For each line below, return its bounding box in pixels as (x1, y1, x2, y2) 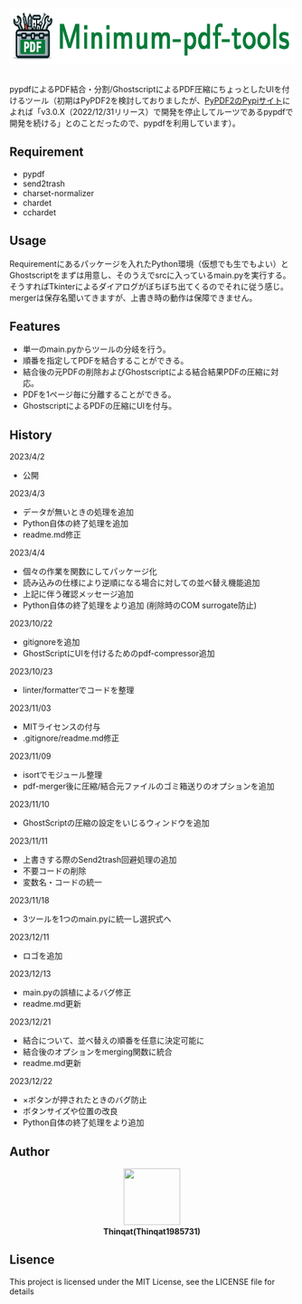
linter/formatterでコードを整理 (22, 685, 135, 695)
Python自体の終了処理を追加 (22, 518, 129, 529)
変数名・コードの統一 (22, 877, 102, 888)
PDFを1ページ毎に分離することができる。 (22, 389, 176, 400)
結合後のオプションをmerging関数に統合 (22, 1046, 174, 1057)
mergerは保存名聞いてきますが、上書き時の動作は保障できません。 (9, 292, 258, 303)
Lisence (9, 1252, 55, 1268)
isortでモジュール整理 (22, 770, 103, 780)
